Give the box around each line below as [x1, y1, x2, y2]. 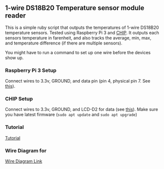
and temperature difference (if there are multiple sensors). [5, 40, 122, 46]
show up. [5, 55, 24, 61]
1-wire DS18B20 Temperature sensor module [5, 4, 144, 12]
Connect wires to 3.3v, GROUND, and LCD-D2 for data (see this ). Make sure [5, 106, 158, 112]
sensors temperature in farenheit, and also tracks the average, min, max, [5, 35, 152, 41]
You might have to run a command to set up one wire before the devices [5, 49, 151, 55]
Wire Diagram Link [5, 158, 43, 164]
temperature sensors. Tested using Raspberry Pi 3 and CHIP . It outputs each [5, 29, 159, 36]
